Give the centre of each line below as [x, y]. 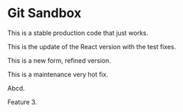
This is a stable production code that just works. [78, 33]
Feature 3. [22, 102]
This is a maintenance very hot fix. [58, 74]
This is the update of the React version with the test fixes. [92, 46]
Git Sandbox [45, 13]
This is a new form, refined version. [59, 60]
